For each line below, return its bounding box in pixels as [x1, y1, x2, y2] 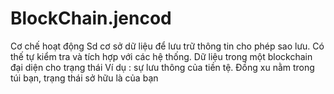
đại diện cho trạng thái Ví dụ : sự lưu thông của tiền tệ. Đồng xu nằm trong [10, 61, 315, 73]
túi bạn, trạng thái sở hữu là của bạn [10, 72, 159, 84]
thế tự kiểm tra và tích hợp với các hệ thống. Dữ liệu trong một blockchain [10, 50, 313, 62]
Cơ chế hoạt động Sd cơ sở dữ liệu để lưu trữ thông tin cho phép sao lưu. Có [10, 40, 325, 52]
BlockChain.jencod [10, 7, 172, 30]
